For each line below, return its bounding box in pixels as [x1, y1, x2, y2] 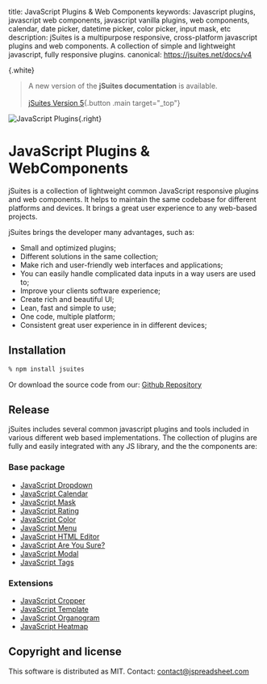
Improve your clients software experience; [19, 286, 161, 296]
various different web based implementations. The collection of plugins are [8, 433, 258, 443]
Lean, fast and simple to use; [19, 303, 117, 313]
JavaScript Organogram [19, 613, 100, 623]
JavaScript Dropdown [19, 480, 93, 489]
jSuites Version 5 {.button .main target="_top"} [27, 99, 181, 107]
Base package [8, 462, 65, 473]
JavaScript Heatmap [19, 622, 89, 632]
